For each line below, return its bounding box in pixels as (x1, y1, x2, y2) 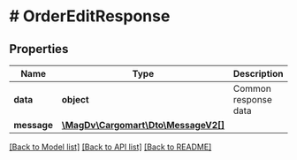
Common (232, 82, 271, 95)
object (61, 94, 90, 105)
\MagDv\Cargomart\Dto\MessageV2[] (61, 119, 225, 131)
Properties (9, 42, 69, 57)
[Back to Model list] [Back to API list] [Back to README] (9, 141, 212, 152)
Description (232, 68, 284, 80)
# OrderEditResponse (9, 6, 171, 27)
